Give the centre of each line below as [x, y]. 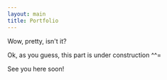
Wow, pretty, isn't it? [37, 41]
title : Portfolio [33, 21]
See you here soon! [36, 69]
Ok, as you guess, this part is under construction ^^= [85, 55]
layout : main [27, 14]
